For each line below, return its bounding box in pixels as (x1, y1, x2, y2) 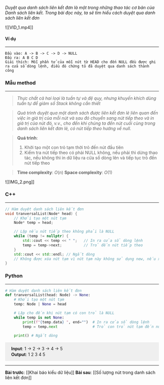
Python (5, 273, 23, 279)
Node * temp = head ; (14, 220, 54, 225)
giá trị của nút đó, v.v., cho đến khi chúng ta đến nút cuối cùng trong (17, 120, 156, 126)
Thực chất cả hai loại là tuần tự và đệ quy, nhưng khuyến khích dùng (17, 95, 157, 101)
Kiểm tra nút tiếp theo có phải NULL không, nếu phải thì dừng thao (24, 150, 158, 155)
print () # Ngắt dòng (14, 333, 58, 338)
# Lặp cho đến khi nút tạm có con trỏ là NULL (14, 311, 115, 316)
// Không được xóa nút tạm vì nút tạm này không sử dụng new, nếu (14, 257, 156, 261)
